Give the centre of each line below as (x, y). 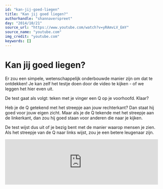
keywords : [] (18, 41)
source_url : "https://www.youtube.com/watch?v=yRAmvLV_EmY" (67, 28)
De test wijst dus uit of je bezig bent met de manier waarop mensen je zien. (80, 127)
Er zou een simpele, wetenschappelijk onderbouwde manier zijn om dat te (79, 79)
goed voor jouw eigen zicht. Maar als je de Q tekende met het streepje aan (80, 112)
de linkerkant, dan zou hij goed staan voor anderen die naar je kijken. (74, 118)
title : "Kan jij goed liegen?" (37, 14)
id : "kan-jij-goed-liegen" (32, 9)
